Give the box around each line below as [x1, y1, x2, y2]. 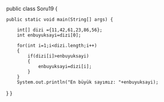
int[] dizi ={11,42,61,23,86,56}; [17, 27, 103, 33]
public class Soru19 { [6, 5, 58, 12]
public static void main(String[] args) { [6, 17, 113, 23]
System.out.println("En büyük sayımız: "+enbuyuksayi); [17, 79, 159, 85]
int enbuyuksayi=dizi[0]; [17, 32, 82, 38]
